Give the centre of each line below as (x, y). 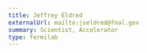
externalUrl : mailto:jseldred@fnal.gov (74, 23)
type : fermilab (33, 37)
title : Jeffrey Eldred (45, 15)
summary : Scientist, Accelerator (63, 30)
